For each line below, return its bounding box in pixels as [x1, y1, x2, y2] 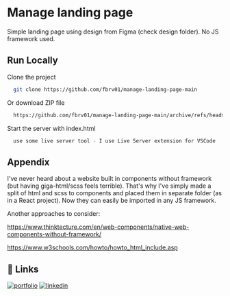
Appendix [7, 156, 50, 168]
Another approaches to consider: [7, 210, 101, 218]
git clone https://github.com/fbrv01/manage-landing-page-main [13, 86, 197, 93]
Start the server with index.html [7, 124, 96, 132]
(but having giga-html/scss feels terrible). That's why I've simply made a [7, 182, 212, 190]
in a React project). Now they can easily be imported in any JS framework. [7, 197, 217, 205]
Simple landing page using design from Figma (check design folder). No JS [7, 27, 219, 36]
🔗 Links [7, 263, 39, 275]
